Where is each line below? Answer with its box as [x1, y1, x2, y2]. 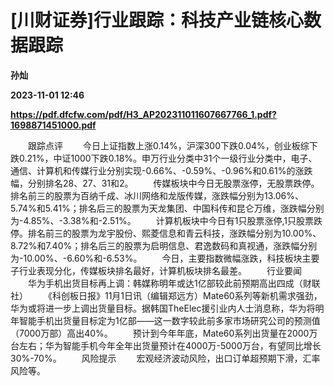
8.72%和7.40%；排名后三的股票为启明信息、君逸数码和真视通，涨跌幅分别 [10, 239, 318, 251]
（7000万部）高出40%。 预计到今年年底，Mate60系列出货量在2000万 [10, 327, 318, 339]
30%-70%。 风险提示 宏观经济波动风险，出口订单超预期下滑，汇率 [10, 352, 321, 364]
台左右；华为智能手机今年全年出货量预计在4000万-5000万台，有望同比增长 [10, 339, 322, 351]
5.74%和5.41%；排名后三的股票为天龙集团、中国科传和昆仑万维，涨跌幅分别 [10, 202, 325, 214]
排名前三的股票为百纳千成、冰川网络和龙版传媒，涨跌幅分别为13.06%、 [10, 189, 304, 201]
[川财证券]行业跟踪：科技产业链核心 [10, 9, 305, 32]
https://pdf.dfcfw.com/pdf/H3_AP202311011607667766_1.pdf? [10, 108, 277, 120]
